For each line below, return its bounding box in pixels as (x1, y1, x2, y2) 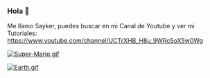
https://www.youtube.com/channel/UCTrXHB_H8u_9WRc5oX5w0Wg (7, 37, 203, 45)
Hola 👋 (7, 6, 30, 16)
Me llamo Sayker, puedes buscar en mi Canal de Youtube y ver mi (7, 22, 195, 30)
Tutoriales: (7, 29, 37, 37)
